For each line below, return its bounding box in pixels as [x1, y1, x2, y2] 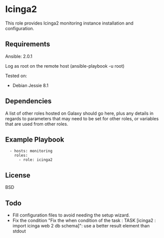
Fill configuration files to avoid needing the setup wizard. [12, 212, 130, 218]
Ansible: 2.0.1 [5, 53, 33, 59]
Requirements [5, 40, 50, 49]
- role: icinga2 [18, 157, 53, 162]
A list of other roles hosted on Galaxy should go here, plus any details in [5, 110, 154, 116]
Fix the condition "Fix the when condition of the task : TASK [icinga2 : [12, 217, 156, 223]
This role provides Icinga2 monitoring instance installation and [5, 20, 134, 26]
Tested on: [5, 73, 28, 79]
